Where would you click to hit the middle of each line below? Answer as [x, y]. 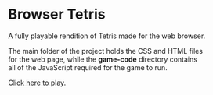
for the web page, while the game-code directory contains [103, 59]
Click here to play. [37, 83]
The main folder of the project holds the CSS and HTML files [106, 51]
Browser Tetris [57, 14]
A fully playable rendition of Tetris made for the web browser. [107, 36]
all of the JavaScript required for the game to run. [88, 67]
